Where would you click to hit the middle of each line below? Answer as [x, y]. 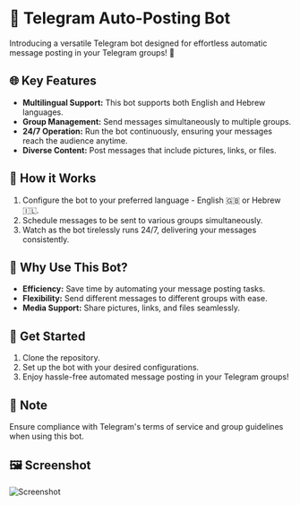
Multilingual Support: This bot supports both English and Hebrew [144, 102]
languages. [43, 112]
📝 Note [28, 405]
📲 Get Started [47, 336]
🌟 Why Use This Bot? [69, 267]
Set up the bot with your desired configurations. [111, 368]
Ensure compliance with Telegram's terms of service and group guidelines [146, 427]
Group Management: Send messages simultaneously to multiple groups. [157, 121]
